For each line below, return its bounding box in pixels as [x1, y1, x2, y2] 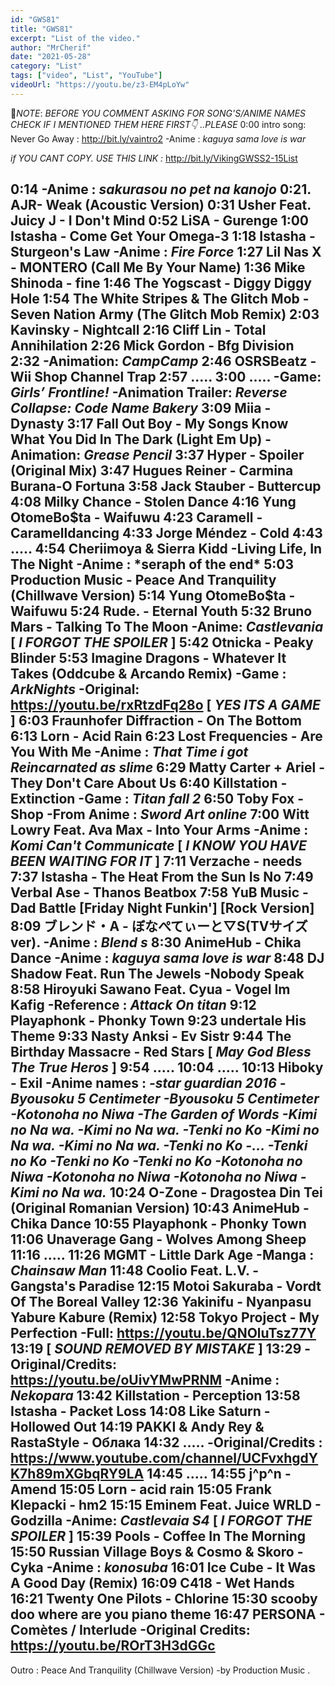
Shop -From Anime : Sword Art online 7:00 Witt [10, 806, 310, 823]
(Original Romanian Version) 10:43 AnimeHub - [10, 1200, 310, 1217]
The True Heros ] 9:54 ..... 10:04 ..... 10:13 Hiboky [10, 1059, 324, 1076]
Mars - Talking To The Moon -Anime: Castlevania [10, 619, 324, 636]
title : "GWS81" [10, 24, 74, 34]
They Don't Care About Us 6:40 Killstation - [10, 775, 288, 792]
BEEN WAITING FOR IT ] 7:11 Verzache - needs [10, 853, 303, 870]
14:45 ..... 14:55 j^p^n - [146, 1466, 292, 1483]
